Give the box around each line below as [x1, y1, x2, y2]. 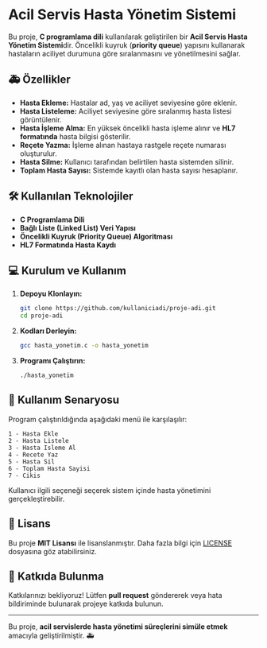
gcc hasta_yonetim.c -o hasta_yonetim [19, 342, 149, 350]
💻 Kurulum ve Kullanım [8, 264, 127, 277]
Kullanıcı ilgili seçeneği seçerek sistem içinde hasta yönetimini [8, 485, 211, 495]
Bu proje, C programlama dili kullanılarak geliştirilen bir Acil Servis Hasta [8, 32, 248, 41]
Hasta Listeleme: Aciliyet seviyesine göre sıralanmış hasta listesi [19, 106, 232, 116]
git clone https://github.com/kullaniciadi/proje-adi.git [19, 305, 216, 312]
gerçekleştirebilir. [8, 494, 65, 503]
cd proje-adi [19, 312, 64, 320]
